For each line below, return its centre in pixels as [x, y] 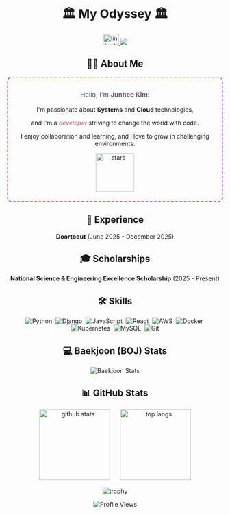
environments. [115, 143]
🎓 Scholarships [115, 259]
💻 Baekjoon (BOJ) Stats [115, 351]
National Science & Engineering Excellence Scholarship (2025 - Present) [115, 278]
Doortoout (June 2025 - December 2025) [115, 236]
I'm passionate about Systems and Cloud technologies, [115, 109]
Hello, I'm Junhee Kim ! [115, 94]
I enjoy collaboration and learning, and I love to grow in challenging [115, 136]
